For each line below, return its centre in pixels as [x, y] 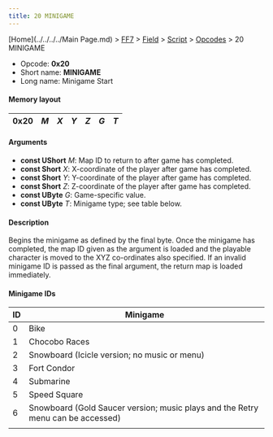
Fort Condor [52, 369]
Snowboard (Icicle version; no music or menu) [117, 355]
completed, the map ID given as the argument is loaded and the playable [130, 249]
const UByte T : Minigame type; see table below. [101, 203]
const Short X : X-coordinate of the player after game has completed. [136, 169]
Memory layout [35, 99]
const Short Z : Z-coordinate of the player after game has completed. [135, 186]
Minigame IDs [32, 293]
